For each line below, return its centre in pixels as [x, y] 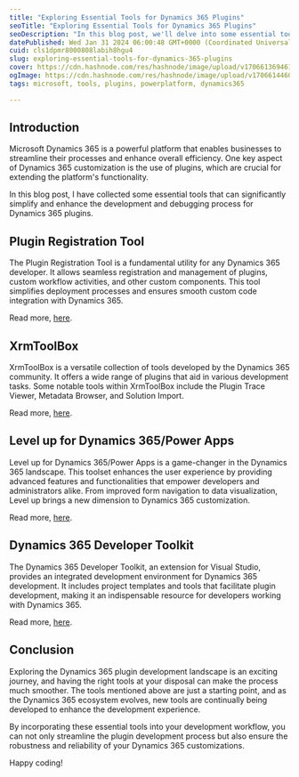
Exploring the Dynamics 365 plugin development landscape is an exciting [144, 671]
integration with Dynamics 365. [66, 301]
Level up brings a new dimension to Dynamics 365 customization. [130, 500]
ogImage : [25, 76]
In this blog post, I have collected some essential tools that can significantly [148, 194]
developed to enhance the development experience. [105, 709]
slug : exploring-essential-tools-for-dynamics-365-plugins [121, 59]
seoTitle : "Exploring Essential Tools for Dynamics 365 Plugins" [133, 26]
